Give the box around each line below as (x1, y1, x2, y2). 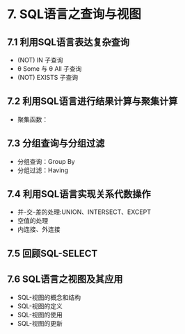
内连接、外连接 (17, 225, 61, 233)
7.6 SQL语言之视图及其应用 (7, 274, 123, 285)
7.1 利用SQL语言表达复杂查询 (7, 36, 130, 48)
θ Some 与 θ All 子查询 (17, 65, 82, 73)
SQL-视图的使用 (17, 310, 63, 319)
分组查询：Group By (17, 157, 75, 165)
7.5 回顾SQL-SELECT (7, 247, 98, 259)
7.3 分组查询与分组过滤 (7, 137, 105, 149)
